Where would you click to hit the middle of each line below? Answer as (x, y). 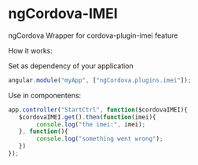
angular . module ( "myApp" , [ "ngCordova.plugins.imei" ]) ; (100, 80)
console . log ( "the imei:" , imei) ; (91, 124)
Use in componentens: (45, 95)
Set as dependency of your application (71, 66)
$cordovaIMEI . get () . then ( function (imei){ (87, 117)
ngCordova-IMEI (63, 14)
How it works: (31, 50)
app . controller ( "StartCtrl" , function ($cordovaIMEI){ (98, 110)
